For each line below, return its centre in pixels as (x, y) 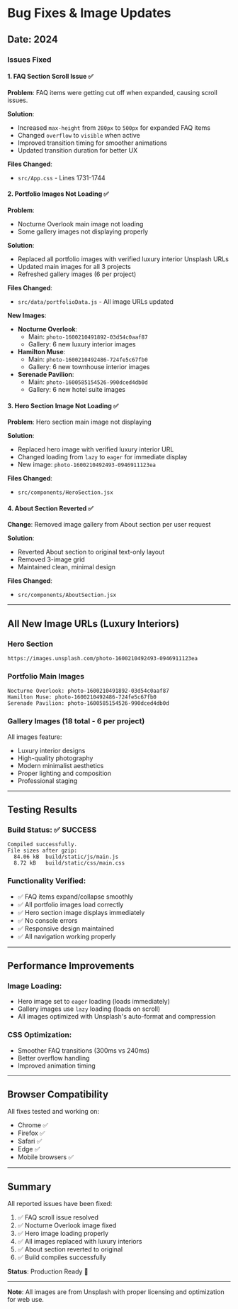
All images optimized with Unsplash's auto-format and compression (117, 1017)
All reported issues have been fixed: (60, 1204)
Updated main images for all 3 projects (74, 266)
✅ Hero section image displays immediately (81, 912)
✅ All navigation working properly (67, 936)
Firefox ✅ (31, 1133)
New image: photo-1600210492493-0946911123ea (86, 465)
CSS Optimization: (40, 1035)
